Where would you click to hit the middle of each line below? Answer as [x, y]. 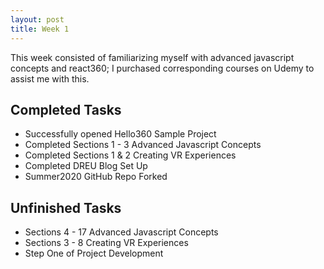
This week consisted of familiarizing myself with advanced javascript [152, 57]
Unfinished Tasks [66, 207]
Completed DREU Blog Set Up [86, 166]
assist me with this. [50, 78]
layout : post [37, 19]
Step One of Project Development [94, 253]
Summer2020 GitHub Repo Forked [96, 177]
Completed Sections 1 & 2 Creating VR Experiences [130, 155]
